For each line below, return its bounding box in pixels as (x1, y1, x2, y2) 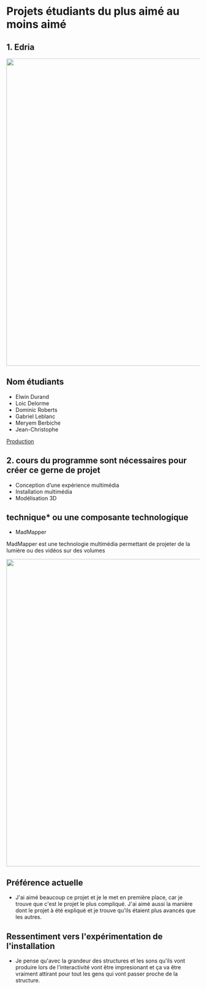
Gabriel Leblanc (15, 412, 56, 420)
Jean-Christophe (15, 425, 59, 433)
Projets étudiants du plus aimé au (6, 4, 180, 18)
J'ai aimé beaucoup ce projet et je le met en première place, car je (15, 894, 183, 901)
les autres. (15, 913, 42, 921)
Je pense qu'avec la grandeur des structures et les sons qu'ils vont (15, 957, 186, 964)
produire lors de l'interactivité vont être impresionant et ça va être (15, 964, 181, 971)
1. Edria (6, 42, 35, 52)
